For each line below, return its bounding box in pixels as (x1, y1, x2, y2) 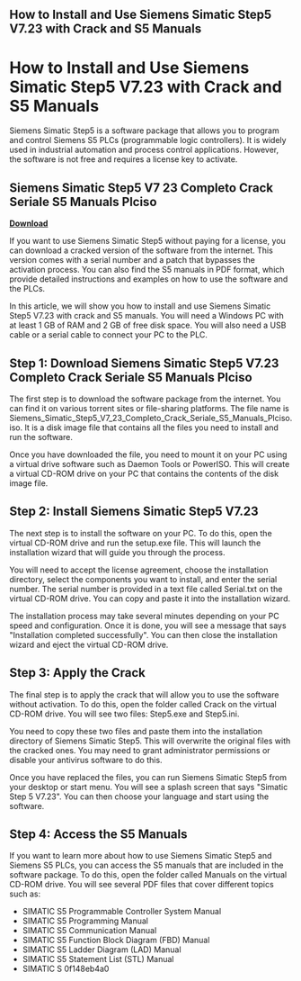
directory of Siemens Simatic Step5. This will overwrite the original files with (9, 735, 291, 746)
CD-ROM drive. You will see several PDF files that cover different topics (9, 879, 274, 890)
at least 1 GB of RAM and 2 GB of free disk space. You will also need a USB (9, 319, 287, 331)
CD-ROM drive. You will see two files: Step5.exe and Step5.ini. (9, 708, 240, 719)
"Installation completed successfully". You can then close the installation (9, 629, 279, 640)
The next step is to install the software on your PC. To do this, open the (9, 527, 272, 538)
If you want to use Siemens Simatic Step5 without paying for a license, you (9, 236, 286, 247)
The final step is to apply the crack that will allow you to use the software (9, 688, 279, 700)
